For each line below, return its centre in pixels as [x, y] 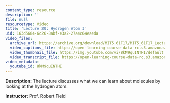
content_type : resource [30, 10]
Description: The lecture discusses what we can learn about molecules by [83, 81]
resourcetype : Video [27, 24]
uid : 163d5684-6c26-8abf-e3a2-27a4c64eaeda [52, 33]
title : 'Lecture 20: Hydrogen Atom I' [46, 29]
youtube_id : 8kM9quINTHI [36, 66]
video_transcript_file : [35, 57]
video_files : [19, 39]
